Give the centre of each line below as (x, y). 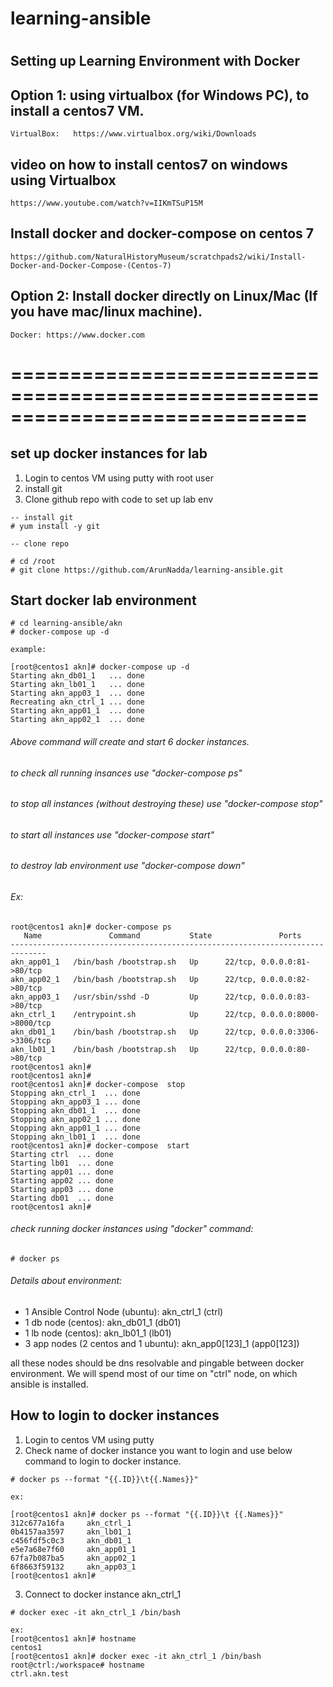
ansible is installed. (49, 1384)
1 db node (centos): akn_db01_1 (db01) (103, 1323)
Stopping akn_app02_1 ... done (75, 1119)
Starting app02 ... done (62, 1180)
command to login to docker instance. (103, 1461)
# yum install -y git (55, 526)
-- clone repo (40, 543)
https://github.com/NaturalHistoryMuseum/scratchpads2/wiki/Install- (158, 257)
